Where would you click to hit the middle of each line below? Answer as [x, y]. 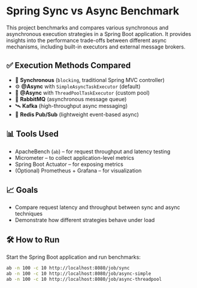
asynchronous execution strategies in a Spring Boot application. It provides [99, 34]
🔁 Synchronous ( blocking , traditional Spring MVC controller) [90, 80]
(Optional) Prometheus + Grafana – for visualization [78, 170]
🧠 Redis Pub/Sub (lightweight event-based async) [77, 114]
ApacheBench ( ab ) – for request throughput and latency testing [93, 151]
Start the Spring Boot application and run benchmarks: [73, 257]
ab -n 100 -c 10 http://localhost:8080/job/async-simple [79, 274]
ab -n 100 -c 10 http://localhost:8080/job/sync [68, 268]
